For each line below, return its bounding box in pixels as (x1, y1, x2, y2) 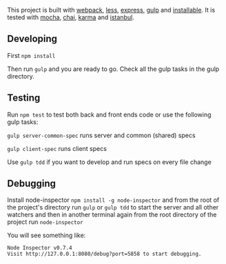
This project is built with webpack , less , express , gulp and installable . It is (7, 6, 216, 14)
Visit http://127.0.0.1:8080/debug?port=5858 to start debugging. (7, 251, 202, 258)
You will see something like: (7, 231, 86, 240)
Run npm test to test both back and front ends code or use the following (7, 110, 212, 119)
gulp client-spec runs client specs (7, 144, 107, 152)
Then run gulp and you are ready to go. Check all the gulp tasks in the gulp (7, 65, 220, 73)
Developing (7, 33, 57, 45)
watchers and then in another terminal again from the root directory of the (7, 210, 217, 219)
